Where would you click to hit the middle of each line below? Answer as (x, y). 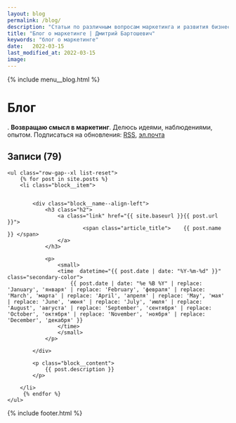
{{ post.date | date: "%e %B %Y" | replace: (136, 283)
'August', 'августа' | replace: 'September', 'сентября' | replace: (110, 308)
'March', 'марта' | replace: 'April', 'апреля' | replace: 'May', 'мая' (116, 295)
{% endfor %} (42, 394)
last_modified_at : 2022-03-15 (52, 53)
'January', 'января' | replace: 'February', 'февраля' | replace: (106, 289)
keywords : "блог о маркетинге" (53, 40)
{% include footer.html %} (45, 413)
